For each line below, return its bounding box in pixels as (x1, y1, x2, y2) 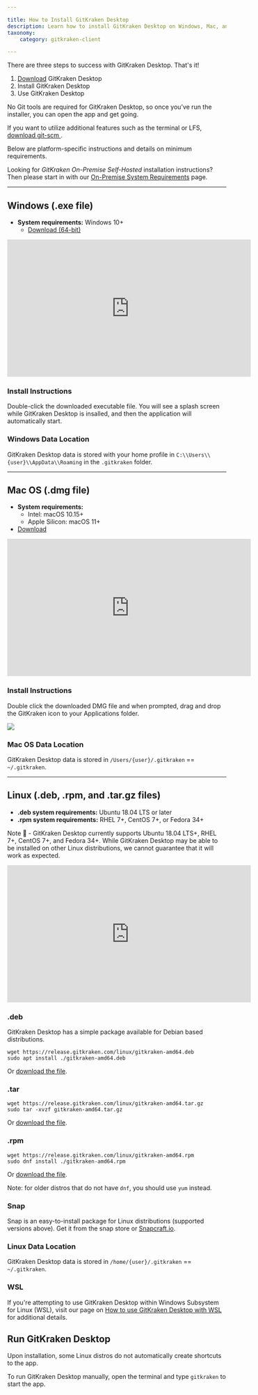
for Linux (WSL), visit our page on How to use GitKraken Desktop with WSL (7, 1305, 223, 1314)
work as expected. (7, 851, 61, 860)
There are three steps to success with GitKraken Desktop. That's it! (7, 61, 200, 70)
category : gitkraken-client (19, 36, 101, 43)
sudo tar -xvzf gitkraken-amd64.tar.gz (7, 1106, 123, 1113)
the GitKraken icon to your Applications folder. (7, 709, 140, 717)
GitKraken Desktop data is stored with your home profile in (7, 450, 175, 459)
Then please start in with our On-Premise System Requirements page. (7, 173, 208, 181)
